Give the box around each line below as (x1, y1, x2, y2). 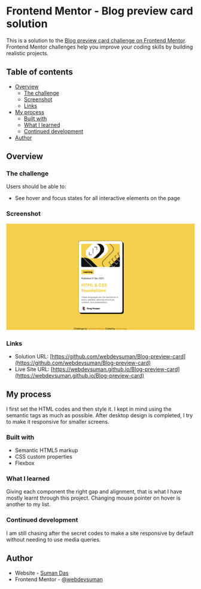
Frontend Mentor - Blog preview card (6, 4, 193, 18)
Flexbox (14, 459, 35, 467)
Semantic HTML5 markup (14, 447, 78, 454)
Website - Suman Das (14, 569, 69, 576)
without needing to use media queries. (6, 536, 101, 543)
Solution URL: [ (14, 353, 52, 360)
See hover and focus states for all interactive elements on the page (14, 195, 181, 202)
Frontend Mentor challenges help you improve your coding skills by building (6, 43, 193, 50)
